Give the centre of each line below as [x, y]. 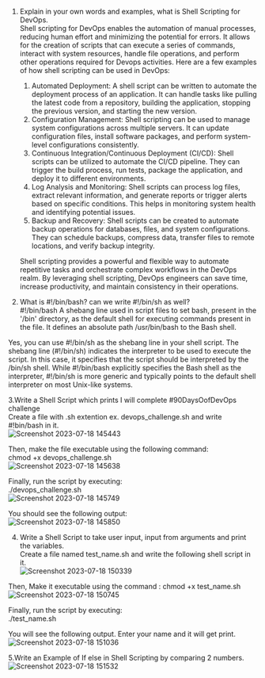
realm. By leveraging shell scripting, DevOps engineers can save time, [134, 278]
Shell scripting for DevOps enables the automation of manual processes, [138, 28]
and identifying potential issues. [83, 212]
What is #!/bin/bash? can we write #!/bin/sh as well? [105, 302]
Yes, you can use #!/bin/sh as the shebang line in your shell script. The [123, 343]
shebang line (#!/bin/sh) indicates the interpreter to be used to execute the [130, 351]
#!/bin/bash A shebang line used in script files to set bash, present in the [138, 310]
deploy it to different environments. [89, 178]
